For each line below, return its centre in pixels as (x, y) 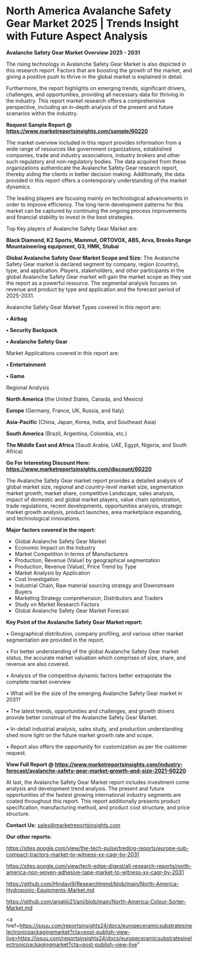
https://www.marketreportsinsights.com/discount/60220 (79, 469)
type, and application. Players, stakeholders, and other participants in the (95, 270)
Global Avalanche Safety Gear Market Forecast (72, 610)
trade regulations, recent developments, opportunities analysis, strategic (95, 506)
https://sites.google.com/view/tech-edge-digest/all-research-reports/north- (99, 866)
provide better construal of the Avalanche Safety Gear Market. (82, 717)
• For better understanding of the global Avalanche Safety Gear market (92, 651)
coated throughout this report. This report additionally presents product (93, 801)
